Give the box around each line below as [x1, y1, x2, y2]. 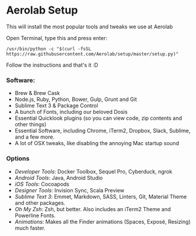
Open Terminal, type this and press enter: [6, 34, 108, 41]
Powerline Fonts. [14, 212, 56, 219]
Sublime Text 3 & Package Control [14, 102, 98, 109]
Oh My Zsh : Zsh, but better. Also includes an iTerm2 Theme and [14, 205, 171, 212]
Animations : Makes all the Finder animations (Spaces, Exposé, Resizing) [14, 218, 191, 225]
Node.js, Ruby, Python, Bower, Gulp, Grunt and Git [14, 96, 137, 103]
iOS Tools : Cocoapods [14, 181, 70, 188]
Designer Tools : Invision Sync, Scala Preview [14, 186, 124, 194]
